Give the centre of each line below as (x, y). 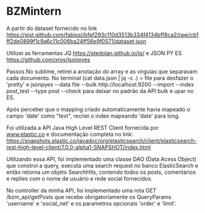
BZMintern (34, 11)
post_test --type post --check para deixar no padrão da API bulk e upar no (100, 91)
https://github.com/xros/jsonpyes (48, 59)
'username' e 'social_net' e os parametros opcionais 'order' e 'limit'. (92, 203)
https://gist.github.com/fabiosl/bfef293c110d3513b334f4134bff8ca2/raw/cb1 (103, 34)
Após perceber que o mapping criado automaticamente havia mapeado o (98, 109)
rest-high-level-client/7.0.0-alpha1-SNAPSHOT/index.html (79, 147)
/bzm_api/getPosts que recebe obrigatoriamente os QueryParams (89, 196)
